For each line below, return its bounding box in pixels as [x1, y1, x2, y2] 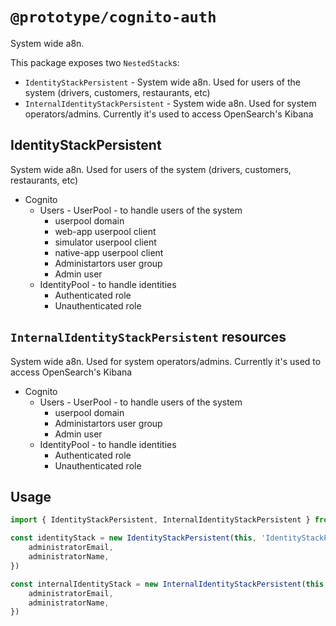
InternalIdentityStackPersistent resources [10, 329, 287, 346]
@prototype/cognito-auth [10, 8, 217, 27]
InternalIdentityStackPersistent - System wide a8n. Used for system [24, 97, 317, 109]
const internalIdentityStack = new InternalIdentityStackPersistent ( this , [10, 579, 329, 589]
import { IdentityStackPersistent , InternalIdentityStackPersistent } [10, 515, 311, 525]
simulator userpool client [54, 236, 157, 248]
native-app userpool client [54, 246, 164, 258]
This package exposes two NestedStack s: [10, 56, 180, 68]
